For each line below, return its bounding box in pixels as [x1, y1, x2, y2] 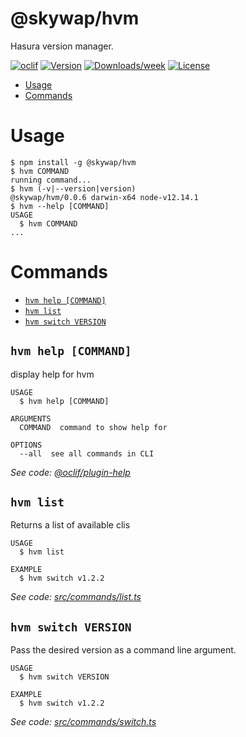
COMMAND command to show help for [19, 422, 168, 432]
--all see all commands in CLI [19, 448, 155, 459]
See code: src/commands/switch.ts [10, 716, 157, 728]
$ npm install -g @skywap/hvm [10, 157, 137, 167]
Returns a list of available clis [10, 519, 131, 531]
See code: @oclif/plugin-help [10, 466, 131, 478]
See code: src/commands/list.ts [10, 591, 142, 603]
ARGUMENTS [10, 413, 52, 424]
